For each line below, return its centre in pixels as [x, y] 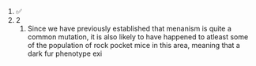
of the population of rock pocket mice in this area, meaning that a [134, 45]
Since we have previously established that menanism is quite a [129, 28]
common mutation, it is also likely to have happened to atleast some [138, 37]
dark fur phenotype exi [65, 53]
